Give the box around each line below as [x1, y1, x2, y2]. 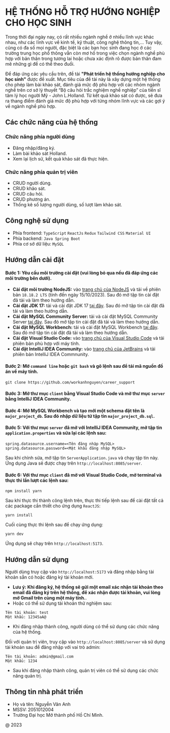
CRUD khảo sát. [12, 185, 46, 192]
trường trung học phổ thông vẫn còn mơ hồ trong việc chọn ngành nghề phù [5, 50, 165, 56]
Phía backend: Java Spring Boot [12, 235, 80, 241]
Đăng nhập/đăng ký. [12, 145, 55, 151]
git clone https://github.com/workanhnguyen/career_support [5, 379, 135, 385]
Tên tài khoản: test [5, 610, 49, 615]
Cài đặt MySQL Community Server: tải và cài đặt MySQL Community [12, 313, 158, 319]
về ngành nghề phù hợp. [5, 103, 57, 109]
